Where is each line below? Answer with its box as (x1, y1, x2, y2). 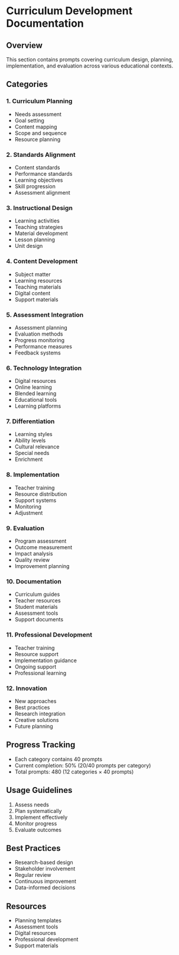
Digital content (14, 289, 51, 296)
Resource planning (14, 135, 61, 143)
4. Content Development (6, 257, 78, 266)
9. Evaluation (6, 524, 44, 532)
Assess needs (14, 801, 49, 808)
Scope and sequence (14, 129, 67, 137)
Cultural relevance (14, 443, 60, 450)
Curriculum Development (6, 4, 133, 18)
